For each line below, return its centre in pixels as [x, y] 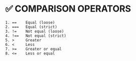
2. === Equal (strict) [31, 27]
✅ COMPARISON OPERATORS [68, 9]
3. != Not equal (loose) [35, 31]
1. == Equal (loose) [30, 22]
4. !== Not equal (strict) [36, 36]
